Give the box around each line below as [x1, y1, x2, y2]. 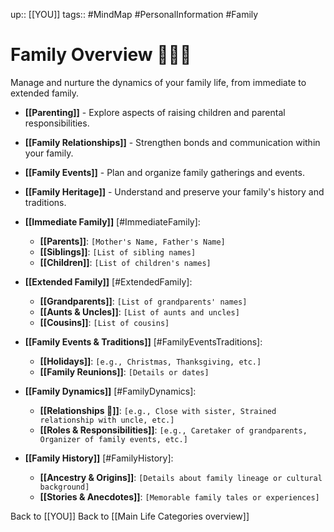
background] [39, 482, 90, 492]
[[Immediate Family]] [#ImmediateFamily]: [24, 215, 201, 228]
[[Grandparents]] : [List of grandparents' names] [39, 295, 248, 307]
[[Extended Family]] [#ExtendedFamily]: [24, 275, 193, 288]
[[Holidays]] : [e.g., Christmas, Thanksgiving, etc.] [39, 355, 262, 367]
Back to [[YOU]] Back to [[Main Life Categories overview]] [10, 510, 250, 522]
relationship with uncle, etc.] [39, 415, 175, 425]
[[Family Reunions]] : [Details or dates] [39, 365, 210, 378]
